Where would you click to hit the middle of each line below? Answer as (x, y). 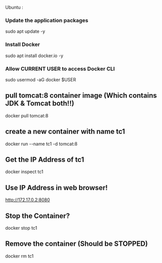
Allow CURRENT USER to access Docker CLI (60, 69)
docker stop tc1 (21, 228)
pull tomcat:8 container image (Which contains (81, 96)
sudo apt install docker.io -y (34, 56)
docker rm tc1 (19, 256)
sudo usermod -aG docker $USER (41, 79)
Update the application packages (47, 20)
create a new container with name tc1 (65, 132)
